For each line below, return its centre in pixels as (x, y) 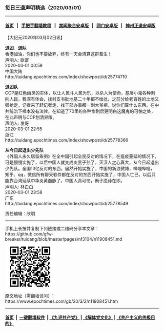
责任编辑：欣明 (20, 214)
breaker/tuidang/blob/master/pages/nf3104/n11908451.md (64, 239)
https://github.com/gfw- (29, 234)
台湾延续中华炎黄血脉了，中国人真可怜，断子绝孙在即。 (69, 180)
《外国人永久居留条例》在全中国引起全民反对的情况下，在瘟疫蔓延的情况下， (82, 156)
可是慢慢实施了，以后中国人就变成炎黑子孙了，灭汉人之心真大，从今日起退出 (82, 162)
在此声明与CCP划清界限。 (31, 117)
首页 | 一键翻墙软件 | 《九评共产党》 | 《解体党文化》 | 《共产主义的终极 (78, 317)
